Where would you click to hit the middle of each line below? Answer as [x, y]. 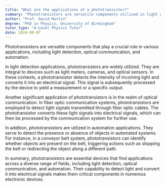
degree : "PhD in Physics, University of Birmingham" [61, 23]
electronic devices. [24, 179]
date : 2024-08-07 [23, 33]
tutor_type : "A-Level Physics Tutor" [44, 28]
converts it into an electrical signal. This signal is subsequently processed [80, 82]
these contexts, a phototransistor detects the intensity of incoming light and [82, 77]
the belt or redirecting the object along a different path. [61, 149]
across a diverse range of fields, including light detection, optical [71, 164]
